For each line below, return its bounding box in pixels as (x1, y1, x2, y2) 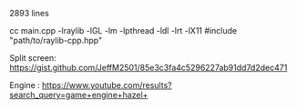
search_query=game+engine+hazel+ (9, 90, 148, 100)
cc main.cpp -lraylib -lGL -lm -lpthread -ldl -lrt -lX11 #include (9, 25, 238, 35)
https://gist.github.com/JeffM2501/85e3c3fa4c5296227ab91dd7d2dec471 (9, 63, 288, 73)
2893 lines (9, 8, 50, 18)
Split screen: (9, 53, 56, 63)
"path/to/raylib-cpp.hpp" (9, 35, 103, 45)
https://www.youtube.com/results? (42, 80, 172, 90)
